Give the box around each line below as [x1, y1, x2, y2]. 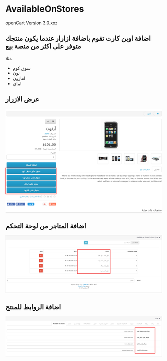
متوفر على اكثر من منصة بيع [5, 42, 81, 51]
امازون [12, 75, 26, 81]
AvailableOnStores [5, 3, 84, 15]
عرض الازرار [5, 95, 40, 104]
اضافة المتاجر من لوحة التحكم [5, 222, 86, 230]
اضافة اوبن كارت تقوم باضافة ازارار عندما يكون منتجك [5, 34, 151, 43]
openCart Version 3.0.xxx [5, 20, 57, 26]
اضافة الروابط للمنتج [5, 303, 61, 311]
